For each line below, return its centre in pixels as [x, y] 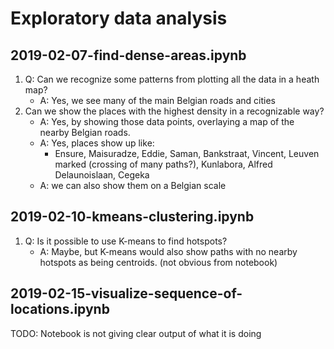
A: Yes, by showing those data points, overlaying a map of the [167, 121]
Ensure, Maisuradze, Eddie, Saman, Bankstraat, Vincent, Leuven [187, 153]
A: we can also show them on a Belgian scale [133, 185]
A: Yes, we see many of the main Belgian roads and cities [157, 100]
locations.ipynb [60, 309]
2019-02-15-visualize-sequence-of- [126, 293]
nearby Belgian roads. [85, 132]
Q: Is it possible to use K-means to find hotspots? [126, 241]
